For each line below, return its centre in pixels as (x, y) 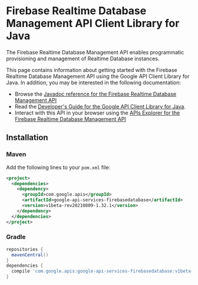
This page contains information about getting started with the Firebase (92, 70)
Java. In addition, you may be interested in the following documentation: (94, 82)
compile (21, 271)
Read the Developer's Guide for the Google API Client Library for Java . (100, 106)
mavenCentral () (30, 255)
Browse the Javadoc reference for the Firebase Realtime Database (95, 94)
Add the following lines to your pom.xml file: (58, 167)
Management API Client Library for (93, 23)
